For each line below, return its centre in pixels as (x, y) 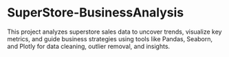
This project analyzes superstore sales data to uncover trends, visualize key (115, 32)
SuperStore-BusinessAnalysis (96, 13)
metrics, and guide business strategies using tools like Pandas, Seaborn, (110, 38)
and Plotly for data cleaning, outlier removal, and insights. (89, 46)
